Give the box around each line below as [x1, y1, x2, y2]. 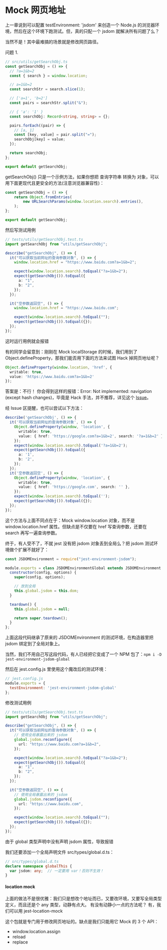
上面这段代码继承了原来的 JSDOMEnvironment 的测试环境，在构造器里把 [5, 634, 154, 640]
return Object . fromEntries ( [14, 195, 72, 200]
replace [12, 939, 28, 945]
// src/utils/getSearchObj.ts [5, 59, 68, 64]
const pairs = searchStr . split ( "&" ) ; [9, 101, 88, 106]
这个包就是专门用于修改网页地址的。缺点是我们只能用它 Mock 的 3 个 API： [5, 918, 159, 924]
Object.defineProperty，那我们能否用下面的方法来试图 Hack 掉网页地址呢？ [5, 355, 160, 361]
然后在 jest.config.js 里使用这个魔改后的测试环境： [5, 666, 108, 672]
